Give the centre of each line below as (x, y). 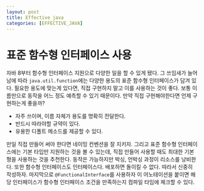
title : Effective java (35, 18)
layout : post (23, 12)
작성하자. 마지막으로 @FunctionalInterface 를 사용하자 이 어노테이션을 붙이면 (98, 175)
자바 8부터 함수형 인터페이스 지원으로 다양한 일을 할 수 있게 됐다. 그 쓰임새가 (97, 73)
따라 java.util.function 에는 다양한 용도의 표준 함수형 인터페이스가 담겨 (104, 81)
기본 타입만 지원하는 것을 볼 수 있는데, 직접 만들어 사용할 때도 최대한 (103, 152)
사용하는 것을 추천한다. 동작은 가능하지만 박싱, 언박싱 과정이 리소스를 (99, 159)
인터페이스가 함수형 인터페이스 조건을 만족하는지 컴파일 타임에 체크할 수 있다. (104, 182)
